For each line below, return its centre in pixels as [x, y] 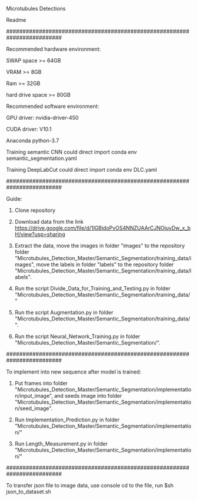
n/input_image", [34, 396]
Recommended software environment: [52, 106]
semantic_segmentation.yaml [42, 158]
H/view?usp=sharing [40, 234]
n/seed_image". [34, 408]
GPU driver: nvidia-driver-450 [42, 118]
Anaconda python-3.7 [33, 140]
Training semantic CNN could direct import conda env [72, 152]
